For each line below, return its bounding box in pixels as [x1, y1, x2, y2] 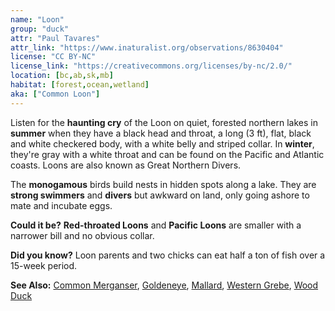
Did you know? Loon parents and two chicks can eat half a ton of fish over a [10, 249, 326, 261]
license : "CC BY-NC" [10, 52, 97, 62]
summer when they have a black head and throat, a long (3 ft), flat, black [10, 127, 312, 139]
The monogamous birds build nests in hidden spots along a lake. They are [10, 178, 317, 190]
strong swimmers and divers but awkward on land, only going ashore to [10, 189, 310, 201]
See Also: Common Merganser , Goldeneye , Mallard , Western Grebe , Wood [10, 279, 319, 291]
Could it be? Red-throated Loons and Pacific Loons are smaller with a [10, 219, 302, 231]
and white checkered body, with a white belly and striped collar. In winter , [10, 137, 315, 150]
